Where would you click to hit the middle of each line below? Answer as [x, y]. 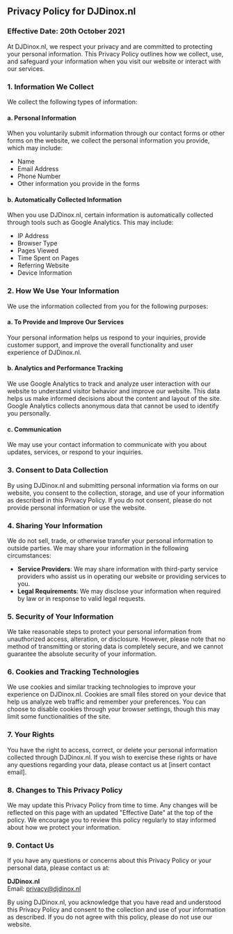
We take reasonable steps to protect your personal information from [104, 632]
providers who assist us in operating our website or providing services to [122, 576]
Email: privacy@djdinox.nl [44, 889]
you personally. [29, 413]
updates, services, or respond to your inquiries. [75, 452]
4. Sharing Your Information [55, 525]
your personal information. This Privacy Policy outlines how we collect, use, [115, 54]
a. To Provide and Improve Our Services [65, 322]
